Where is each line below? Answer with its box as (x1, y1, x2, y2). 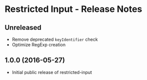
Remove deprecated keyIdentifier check (11, 36, 98, 42)
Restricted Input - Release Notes (4, 3, 142, 15)
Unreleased (4, 23, 42, 32)
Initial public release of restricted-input (11, 69, 92, 75)
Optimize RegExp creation (11, 42, 66, 48)
